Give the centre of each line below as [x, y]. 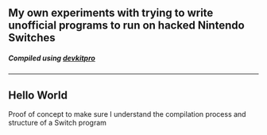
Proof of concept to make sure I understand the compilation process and [127, 114]
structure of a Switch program [58, 123]
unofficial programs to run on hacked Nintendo [126, 26]
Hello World [38, 95]
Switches [32, 38]
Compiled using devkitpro [52, 58]
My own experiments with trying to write [111, 13]
